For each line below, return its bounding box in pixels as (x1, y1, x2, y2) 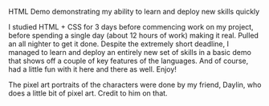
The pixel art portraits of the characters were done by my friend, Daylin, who (8, 80, 262, 89)
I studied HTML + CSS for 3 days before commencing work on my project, (8, 22, 255, 31)
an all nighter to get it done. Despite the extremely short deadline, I (8, 39, 229, 49)
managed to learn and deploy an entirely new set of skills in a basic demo (8, 48, 251, 57)
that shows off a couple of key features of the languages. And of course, (8, 56, 249, 65)
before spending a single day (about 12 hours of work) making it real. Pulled (8, 31, 259, 40)
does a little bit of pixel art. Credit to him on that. (8, 88, 168, 98)
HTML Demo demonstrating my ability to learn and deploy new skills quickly (8, 7, 260, 16)
